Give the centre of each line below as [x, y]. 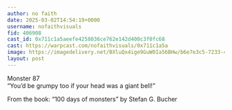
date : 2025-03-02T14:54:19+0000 [54, 20]
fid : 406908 [24, 33]
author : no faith [32, 13]
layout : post [26, 59]
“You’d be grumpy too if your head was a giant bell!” [81, 85]
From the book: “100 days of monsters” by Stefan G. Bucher [92, 99]
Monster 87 [23, 78]
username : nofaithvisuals [44, 26]
